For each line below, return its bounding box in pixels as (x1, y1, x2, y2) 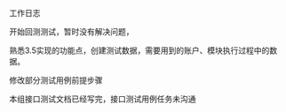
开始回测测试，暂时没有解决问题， (9, 26, 134, 37)
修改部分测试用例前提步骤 (9, 75, 103, 86)
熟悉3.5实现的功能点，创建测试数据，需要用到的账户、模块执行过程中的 (9, 45, 270, 56)
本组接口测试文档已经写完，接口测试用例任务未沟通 (9, 93, 196, 104)
